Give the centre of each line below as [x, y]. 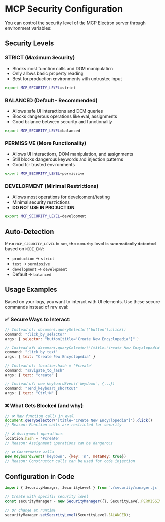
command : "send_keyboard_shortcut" [41, 388]
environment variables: [28, 28]
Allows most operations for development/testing [61, 197]
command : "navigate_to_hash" [35, 371]
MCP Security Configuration [64, 9]
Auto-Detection [29, 232]
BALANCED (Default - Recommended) [51, 101]
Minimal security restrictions [41, 202]
